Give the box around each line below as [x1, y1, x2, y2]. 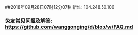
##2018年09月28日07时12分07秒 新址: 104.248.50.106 [5, 4, 115, 10]
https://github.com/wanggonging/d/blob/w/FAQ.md [5, 23, 133, 30]
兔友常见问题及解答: [5, 17, 53, 24]
